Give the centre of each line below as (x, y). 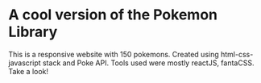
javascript (25, 63)
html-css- (237, 54)
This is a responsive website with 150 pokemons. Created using (114, 54)
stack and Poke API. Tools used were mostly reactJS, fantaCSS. (148, 63)
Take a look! (29, 71)
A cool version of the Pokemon (113, 15)
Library (33, 32)
